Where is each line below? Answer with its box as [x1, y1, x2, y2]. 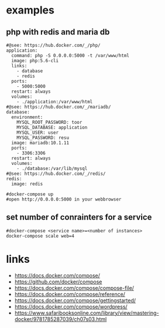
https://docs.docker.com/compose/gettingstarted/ [14, 297, 136, 304]
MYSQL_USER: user [16, 130, 59, 136]
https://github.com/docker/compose [14, 278, 102, 285]
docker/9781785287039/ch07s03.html [14, 315, 107, 323]
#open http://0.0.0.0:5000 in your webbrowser [6, 197, 122, 202]
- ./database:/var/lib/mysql [16, 165, 88, 171]
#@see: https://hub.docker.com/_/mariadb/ [6, 104, 111, 110]
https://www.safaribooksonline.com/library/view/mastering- [14, 309, 159, 316]
